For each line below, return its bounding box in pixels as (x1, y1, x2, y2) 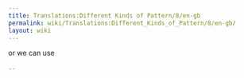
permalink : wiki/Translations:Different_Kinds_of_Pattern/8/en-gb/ (8, 19, 237, 27)
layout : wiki (8, 26, 52, 34)
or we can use (8, 49, 55, 58)
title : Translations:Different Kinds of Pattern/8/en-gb (8, 11, 201, 20)
